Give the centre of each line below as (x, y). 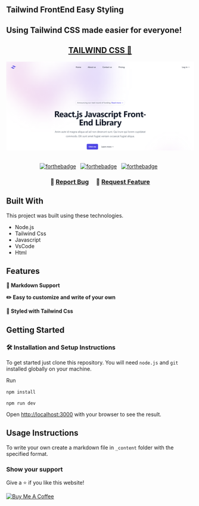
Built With (25, 201)
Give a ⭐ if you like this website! (45, 483)
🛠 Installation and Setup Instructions (61, 347)
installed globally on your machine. (49, 369)
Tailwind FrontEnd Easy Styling (65, 10)
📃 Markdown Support (33, 285)
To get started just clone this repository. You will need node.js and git (92, 363)
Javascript (28, 240)
